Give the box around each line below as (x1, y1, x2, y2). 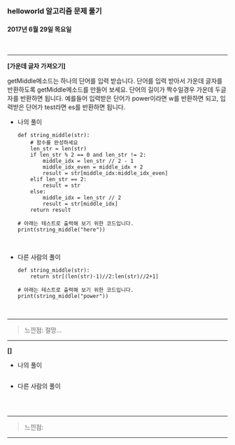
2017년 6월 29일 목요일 (7, 24, 72, 33)
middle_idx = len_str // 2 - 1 (43, 157, 134, 165)
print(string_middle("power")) (17, 292, 109, 300)
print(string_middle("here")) (17, 226, 106, 234)
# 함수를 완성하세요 (30, 139, 78, 146)
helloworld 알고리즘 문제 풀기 (7, 6, 103, 15)
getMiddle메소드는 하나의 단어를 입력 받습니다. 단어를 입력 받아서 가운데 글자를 (7, 77, 222, 85)
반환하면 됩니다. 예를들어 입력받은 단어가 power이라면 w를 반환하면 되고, (20, 94, 219, 103)
